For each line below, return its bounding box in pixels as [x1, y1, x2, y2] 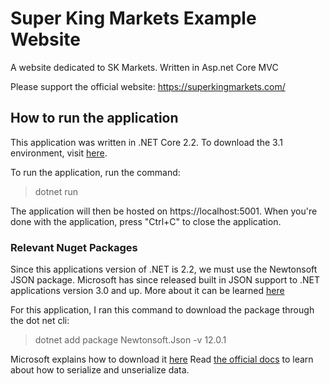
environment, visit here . [10, 147, 108, 159]
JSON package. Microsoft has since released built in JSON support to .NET [10, 274, 321, 286]
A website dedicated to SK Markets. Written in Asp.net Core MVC [10, 61, 279, 73]
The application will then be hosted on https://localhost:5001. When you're [10, 205, 318, 217]
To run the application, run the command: [10, 166, 181, 178]
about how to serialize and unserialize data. [10, 364, 190, 376]
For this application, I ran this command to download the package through [10, 304, 315, 316]
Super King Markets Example [10, 7, 257, 30]
